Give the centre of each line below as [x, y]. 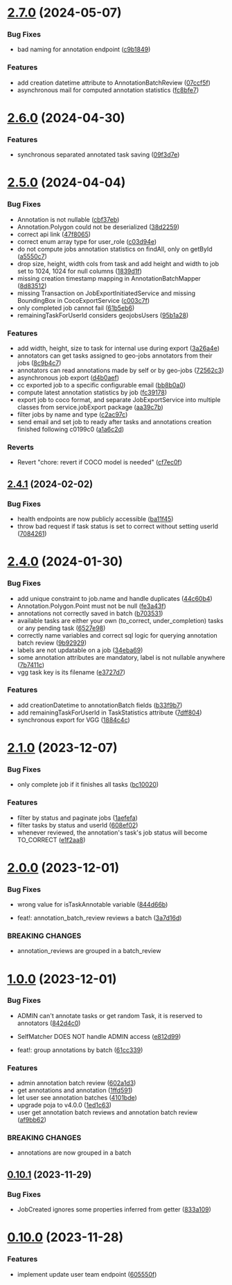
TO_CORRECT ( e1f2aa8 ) [51, 839]
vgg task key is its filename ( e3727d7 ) [71, 672]
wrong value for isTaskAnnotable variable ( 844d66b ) [92, 904]
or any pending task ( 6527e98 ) [61, 628]
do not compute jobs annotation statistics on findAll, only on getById [115, 249]
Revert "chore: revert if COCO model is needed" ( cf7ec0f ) [99, 462]
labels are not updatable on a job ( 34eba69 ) [80, 650]
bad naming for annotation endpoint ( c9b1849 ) [84, 49]
